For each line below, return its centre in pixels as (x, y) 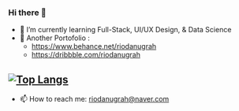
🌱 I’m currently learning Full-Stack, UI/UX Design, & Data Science (125, 30)
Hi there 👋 (28, 13)
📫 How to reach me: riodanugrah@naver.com (94, 99)
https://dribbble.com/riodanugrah (86, 55)
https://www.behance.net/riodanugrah (94, 46)
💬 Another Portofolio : (55, 38)
